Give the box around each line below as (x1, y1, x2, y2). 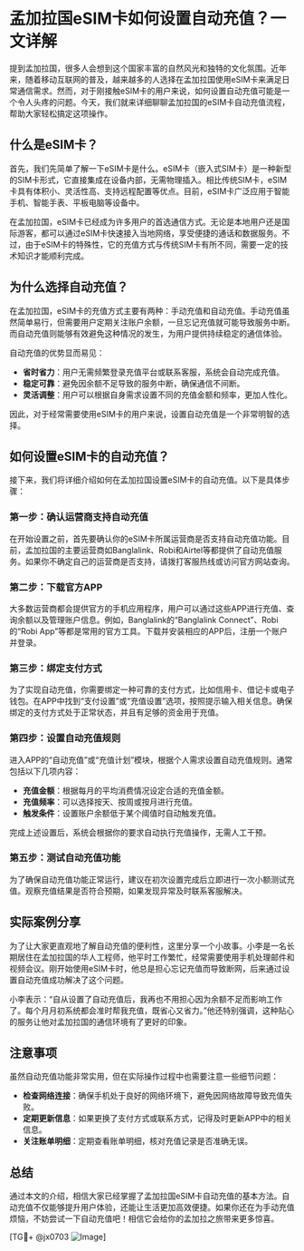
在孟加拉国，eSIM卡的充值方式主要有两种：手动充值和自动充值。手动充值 (9, 305, 282, 316)
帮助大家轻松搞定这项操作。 (9, 108, 113, 119)
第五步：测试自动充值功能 (9, 852, 121, 865)
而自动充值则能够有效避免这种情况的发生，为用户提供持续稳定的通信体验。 (9, 327, 287, 338)
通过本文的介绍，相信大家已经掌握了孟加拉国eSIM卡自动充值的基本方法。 (9, 1190, 282, 1202)
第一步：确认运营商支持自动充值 (9, 511, 149, 523)
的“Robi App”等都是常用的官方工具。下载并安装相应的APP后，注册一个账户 (9, 625, 288, 636)
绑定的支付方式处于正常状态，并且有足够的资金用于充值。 (9, 707, 223, 718)
